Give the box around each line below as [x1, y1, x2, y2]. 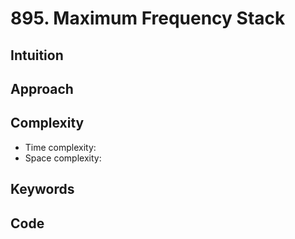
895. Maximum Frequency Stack [10, 7, 286, 30]
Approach [10, 80, 74, 97]
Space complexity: [24, 152, 102, 164]
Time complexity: [24, 141, 97, 153]
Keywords [10, 181, 75, 198]
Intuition [10, 47, 64, 64]
